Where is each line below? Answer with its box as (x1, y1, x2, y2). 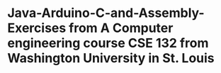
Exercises (7, 20, 67, 36)
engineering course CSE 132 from (7, 35, 209, 51)
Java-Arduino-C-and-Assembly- (7, 5, 205, 21)
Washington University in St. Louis (7, 50, 215, 67)
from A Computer (68, 20, 174, 36)
